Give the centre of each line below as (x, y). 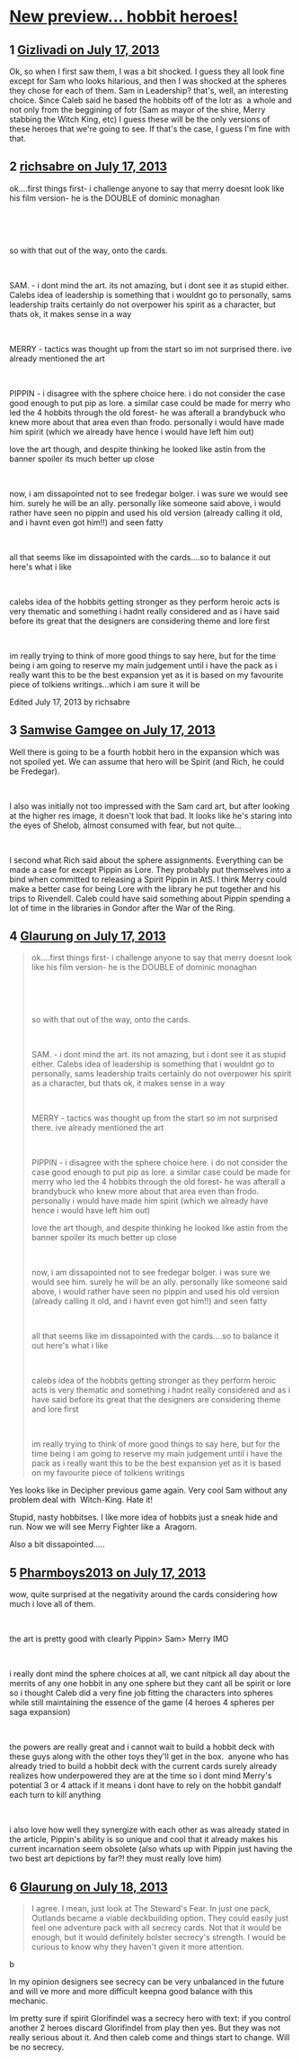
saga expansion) (40, 1712)
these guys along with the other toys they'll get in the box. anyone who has (149, 1757)
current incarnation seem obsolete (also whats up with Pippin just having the (151, 1849)
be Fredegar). (35, 771)
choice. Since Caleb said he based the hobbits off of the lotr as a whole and (150, 100)
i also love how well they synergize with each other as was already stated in (150, 1829)
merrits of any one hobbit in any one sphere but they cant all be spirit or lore (150, 1684)
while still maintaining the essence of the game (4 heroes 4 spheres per (142, 1702)
